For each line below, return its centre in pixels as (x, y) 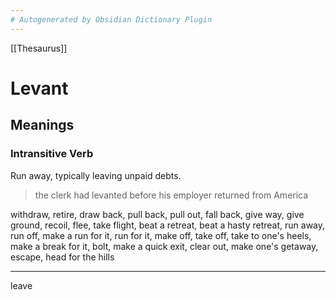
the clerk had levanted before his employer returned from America (171, 195)
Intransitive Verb (52, 154)
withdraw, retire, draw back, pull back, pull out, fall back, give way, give (157, 214)
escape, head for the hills (62, 257)
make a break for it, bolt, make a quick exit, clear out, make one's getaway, (164, 246)
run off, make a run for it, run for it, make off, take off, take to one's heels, (161, 235)
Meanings (42, 125)
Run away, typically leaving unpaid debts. (96, 175)
